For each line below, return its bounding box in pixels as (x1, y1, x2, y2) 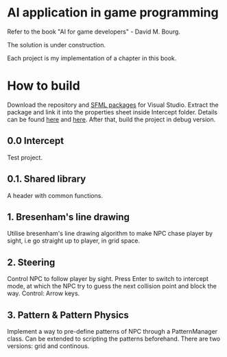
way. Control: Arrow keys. (7, 289, 80, 297)
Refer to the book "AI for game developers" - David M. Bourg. (7, 27, 180, 36)
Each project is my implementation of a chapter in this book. (7, 53, 177, 62)
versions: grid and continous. (7, 341, 90, 350)
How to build (7, 78, 80, 94)
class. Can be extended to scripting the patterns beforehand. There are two (7, 334, 221, 343)
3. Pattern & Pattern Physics (7, 309, 129, 321)
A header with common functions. (7, 191, 103, 199)
